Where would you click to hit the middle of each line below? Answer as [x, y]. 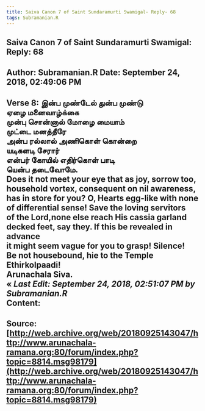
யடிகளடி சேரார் [33, 150]
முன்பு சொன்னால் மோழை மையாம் [66, 122]
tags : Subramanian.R [33, 18]
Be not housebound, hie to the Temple [80, 255]
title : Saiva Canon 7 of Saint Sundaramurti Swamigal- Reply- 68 [91, 12]
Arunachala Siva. [40, 274]
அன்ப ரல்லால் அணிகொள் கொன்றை [72, 141]
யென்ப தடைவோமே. [42, 169]
